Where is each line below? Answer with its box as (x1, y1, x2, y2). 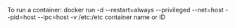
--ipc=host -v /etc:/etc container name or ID (37, 13, 166, 21)
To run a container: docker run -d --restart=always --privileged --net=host (7, 6, 224, 14)
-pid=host (7, 13, 37, 21)
